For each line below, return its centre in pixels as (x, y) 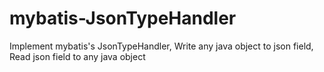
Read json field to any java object (77, 56)
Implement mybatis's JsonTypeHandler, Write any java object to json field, (161, 46)
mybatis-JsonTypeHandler (123, 18)
